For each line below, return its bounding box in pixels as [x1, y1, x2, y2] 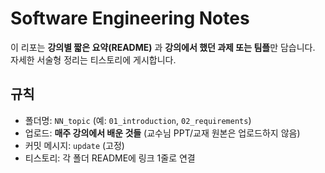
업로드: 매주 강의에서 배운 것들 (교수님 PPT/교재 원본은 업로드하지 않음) [24, 127, 301, 139]
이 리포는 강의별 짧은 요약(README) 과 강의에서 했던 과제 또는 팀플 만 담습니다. [10, 41, 316, 53]
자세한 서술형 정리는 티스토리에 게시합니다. [10, 53, 177, 66]
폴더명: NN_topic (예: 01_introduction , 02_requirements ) [24, 114, 252, 126]
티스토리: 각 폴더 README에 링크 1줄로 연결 [24, 152, 196, 164]
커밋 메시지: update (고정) [24, 139, 125, 151]
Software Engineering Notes [10, 7, 250, 30]
